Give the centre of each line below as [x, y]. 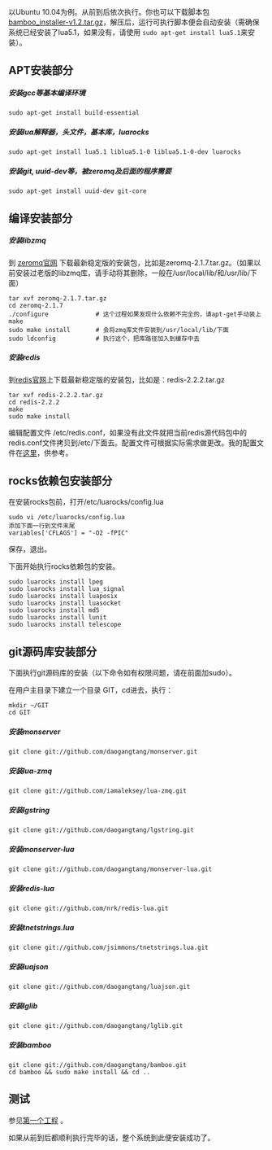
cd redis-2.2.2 [34, 402]
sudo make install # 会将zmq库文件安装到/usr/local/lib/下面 [119, 330]
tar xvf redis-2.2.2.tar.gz [56, 395]
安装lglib [23, 1006]
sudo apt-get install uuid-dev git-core [78, 191]
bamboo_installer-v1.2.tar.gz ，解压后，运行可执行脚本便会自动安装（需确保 [134, 22]
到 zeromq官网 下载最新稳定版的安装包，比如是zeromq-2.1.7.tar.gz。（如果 [131, 262]
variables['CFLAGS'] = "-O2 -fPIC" [69, 533]
